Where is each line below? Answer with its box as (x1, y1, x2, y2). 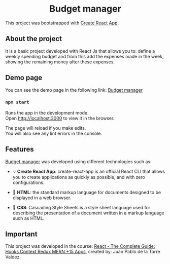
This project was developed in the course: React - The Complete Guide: (5, 243, 155, 249)
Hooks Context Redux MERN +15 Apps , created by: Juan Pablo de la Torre (5, 249, 160, 255)
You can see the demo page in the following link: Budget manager (5, 87, 143, 93)
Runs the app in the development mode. (5, 109, 89, 116)
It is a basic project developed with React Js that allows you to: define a (5, 48, 155, 54)
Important (5, 230, 38, 239)
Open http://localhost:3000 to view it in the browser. (5, 115, 115, 121)
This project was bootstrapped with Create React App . (5, 20, 119, 26)
